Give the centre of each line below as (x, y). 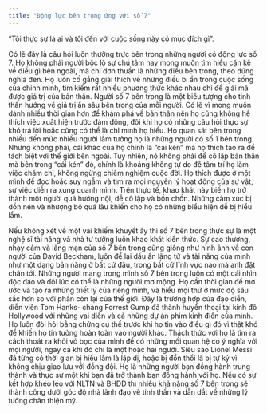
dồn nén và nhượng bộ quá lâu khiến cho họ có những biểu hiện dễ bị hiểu (130, 206)
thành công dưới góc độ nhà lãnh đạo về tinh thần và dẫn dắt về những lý (128, 391)
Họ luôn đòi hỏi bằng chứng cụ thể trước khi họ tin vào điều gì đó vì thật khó (133, 324)
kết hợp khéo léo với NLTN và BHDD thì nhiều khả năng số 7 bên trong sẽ (128, 383)
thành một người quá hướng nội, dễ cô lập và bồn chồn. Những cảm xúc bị (130, 198)
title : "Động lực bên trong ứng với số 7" (80, 16)
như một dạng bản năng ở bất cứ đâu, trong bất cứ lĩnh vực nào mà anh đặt (132, 264)
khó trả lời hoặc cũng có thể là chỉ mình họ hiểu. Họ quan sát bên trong (125, 130)
